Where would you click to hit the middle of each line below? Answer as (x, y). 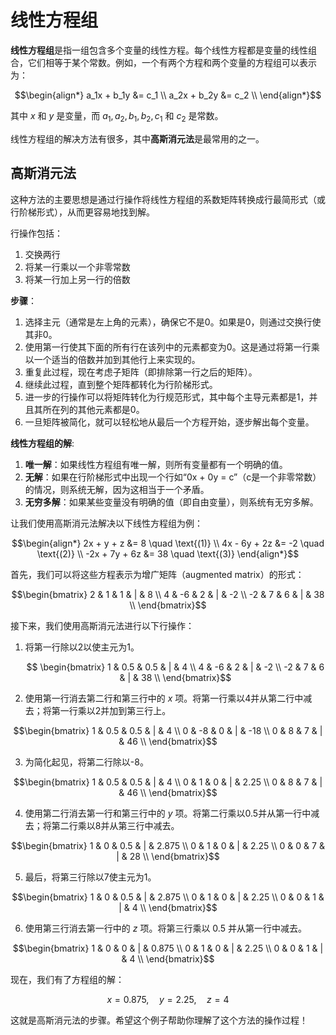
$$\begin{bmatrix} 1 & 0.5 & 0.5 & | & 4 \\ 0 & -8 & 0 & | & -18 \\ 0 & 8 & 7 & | (168, 730)
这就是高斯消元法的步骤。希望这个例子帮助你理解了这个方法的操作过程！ (159, 1020)
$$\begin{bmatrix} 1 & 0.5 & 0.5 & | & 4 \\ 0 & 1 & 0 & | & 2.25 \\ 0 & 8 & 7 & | (168, 782)
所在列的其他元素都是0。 (93, 409)
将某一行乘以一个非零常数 (77, 267)
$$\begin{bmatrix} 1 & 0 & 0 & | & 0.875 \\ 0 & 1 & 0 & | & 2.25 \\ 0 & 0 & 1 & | (168, 948)
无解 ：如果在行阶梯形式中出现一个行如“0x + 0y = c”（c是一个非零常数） (173, 477)
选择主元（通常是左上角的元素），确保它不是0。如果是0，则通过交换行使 (173, 322)
